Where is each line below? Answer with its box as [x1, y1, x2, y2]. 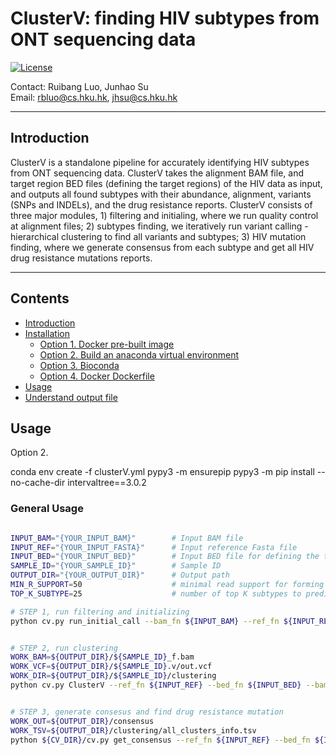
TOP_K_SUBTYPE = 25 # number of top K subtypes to [10, 588, 302, 599]
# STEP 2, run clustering [10, 643, 118, 653]
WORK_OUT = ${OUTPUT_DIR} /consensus [10, 716, 155, 726]
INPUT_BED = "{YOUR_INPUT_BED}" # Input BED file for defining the [10, 552, 320, 562]
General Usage [10, 502, 84, 516]
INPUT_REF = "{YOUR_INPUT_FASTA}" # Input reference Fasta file [10, 542, 298, 552]
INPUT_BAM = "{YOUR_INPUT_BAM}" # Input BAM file [10, 533, 244, 543]
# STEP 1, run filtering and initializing [10, 607, 190, 617]
